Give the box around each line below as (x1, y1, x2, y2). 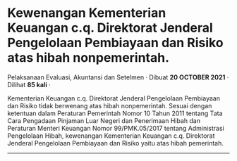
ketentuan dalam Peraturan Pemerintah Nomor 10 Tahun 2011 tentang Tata (7, 109, 224, 117)
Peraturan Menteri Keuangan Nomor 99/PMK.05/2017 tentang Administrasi (7, 124, 224, 132)
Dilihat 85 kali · (7, 80, 51, 89)
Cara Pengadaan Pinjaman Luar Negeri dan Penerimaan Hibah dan (7, 116, 201, 124)
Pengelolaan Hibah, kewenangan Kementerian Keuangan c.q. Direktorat (7, 131, 215, 140)
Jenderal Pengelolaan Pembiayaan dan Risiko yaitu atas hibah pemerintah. (7, 139, 224, 147)
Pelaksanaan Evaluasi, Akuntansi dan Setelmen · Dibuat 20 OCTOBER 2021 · (7, 72, 229, 82)
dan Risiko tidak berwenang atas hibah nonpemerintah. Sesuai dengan (7, 101, 212, 110)
